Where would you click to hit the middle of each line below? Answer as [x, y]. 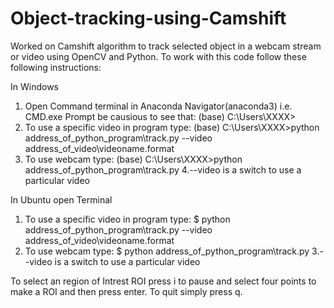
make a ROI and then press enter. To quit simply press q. [126, 291]
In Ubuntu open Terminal [61, 199]
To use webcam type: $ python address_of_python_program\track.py [167, 251]
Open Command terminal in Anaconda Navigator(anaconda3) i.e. [158, 106]
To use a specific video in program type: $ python [127, 219]
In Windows [34, 86]
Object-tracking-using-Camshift [148, 18]
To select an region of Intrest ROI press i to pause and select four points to [163, 281]
